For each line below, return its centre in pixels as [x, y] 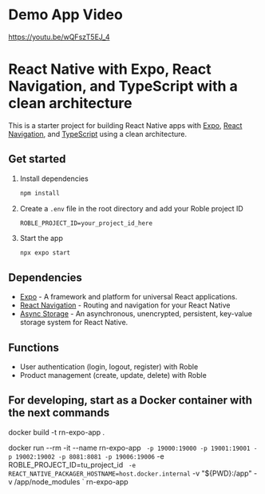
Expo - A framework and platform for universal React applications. [129, 297]
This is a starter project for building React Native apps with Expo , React [125, 125]
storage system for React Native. [74, 323]
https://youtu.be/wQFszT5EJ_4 [59, 37]
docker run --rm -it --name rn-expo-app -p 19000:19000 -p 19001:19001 [129, 448]
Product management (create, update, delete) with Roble [113, 376]
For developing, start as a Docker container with [131, 401]
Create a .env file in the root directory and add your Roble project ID [131, 208]
